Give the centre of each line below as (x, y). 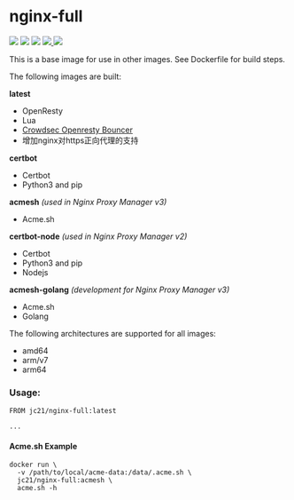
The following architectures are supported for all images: (113, 333)
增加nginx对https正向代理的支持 (80, 140)
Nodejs (35, 272)
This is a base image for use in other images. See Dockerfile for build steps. (147, 59)
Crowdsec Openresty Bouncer (77, 130)
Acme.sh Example (43, 446)
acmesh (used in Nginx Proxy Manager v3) (88, 202)
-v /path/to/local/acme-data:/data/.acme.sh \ (104, 472)
